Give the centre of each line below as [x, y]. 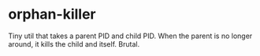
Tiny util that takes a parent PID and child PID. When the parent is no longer [130, 36]
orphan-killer [52, 14]
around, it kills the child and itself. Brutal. [74, 44]
